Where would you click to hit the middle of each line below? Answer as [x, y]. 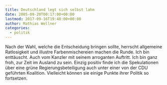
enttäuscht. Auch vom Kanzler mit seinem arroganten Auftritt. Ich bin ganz [82, 57]
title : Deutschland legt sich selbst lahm [50, 10]
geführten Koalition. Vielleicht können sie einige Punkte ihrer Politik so [77, 73]
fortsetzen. [16, 78]
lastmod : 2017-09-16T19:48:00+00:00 [43, 19]
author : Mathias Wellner [31, 23]
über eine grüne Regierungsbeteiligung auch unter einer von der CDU [77, 68]
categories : [17, 28]
